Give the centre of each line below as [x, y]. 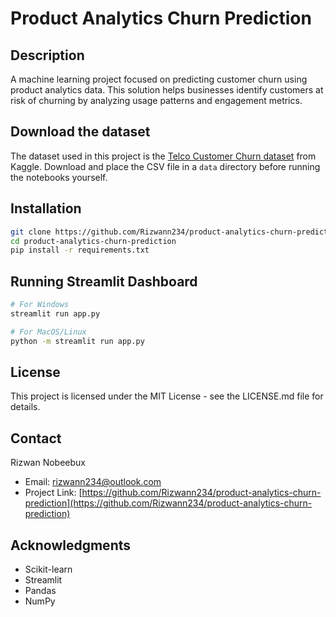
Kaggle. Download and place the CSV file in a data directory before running [165, 166]
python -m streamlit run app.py [77, 341]
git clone [31, 232]
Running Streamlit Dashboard [104, 281]
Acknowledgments [71, 545]
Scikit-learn [48, 569]
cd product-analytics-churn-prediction [93, 241]
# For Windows [40, 305]
